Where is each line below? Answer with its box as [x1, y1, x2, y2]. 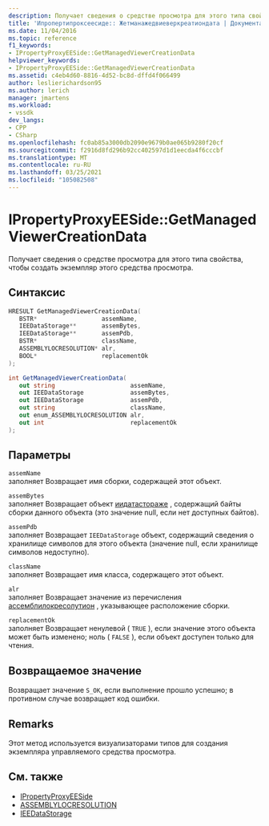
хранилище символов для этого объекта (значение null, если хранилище [8, 539, 259, 548]
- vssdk [8, 109, 34, 117]
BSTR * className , [18, 337, 138, 345]
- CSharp [8, 131, 38, 139]
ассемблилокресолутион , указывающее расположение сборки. [8, 601, 231, 611]
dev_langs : [8, 116, 45, 124]
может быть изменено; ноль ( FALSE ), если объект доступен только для [8, 632, 255, 642]
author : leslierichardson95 [8, 79, 102, 87]
